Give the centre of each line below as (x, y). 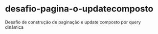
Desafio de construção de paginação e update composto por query (73, 22)
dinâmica (14, 27)
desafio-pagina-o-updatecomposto (79, 9)
